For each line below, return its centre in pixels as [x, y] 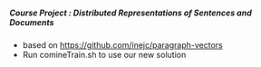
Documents [32, 22]
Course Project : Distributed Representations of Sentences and [130, 13]
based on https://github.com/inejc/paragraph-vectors [123, 44]
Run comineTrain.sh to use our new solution [104, 54]
